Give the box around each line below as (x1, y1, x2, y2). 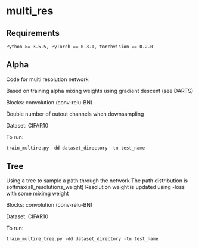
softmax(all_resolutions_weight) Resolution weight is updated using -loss (6, 183, 185, 190)
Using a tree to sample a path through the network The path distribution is (6, 177, 188, 184)
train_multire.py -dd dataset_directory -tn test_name (6, 145, 145, 151)
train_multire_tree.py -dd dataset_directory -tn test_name (6, 235, 159, 242)
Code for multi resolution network (6, 76, 89, 83)
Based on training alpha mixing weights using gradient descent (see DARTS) (6, 87, 194, 94)
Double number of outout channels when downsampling (6, 110, 144, 117)
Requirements (6, 28, 60, 38)
